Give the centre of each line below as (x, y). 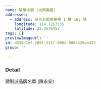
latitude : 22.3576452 (37, 29)
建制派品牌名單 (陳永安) (30, 81)
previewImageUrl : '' (27, 38)
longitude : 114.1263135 (39, 24)
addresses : (17, 15)
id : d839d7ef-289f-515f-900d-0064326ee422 (50, 43)
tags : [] (14, 33)
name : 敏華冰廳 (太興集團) (31, 10)
